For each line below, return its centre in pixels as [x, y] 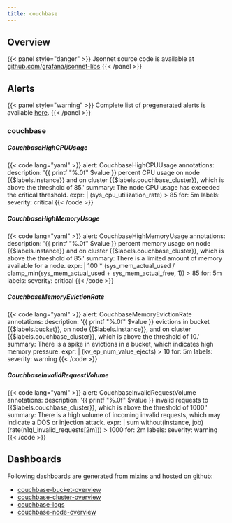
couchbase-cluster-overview [59, 497]
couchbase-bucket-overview [59, 489]
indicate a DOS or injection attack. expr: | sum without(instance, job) [106, 423]
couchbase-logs [41, 504]
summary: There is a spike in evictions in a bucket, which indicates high [110, 344]
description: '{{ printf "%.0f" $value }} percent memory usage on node [109, 244]
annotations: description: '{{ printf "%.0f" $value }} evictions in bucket [108, 322]
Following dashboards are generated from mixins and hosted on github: [110, 476]
